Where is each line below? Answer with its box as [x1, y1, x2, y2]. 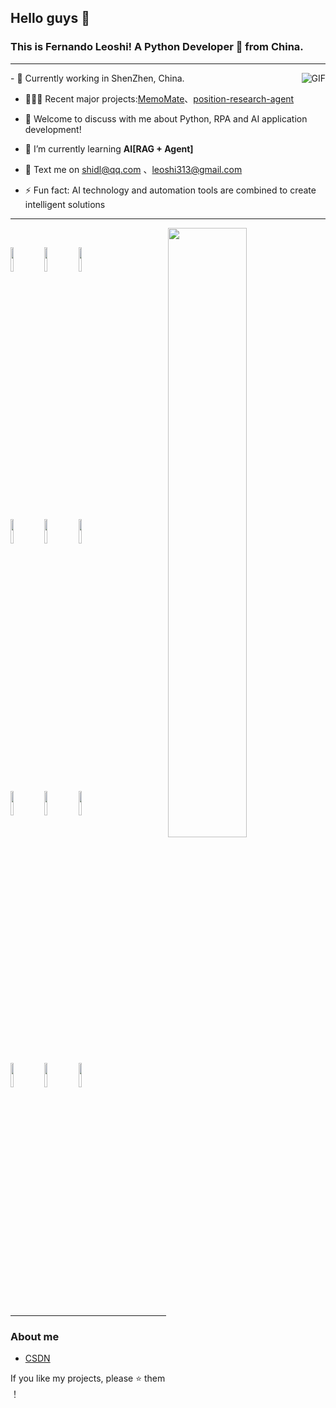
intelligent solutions [24, 198, 106, 210]
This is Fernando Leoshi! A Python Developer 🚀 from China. [10, 40, 304, 54]
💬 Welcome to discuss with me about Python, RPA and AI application [24, 112, 308, 125]
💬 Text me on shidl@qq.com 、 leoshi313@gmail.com [24, 163, 243, 175]
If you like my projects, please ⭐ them [10, 1372, 166, 1384]
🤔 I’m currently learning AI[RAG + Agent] [24, 142, 194, 155]
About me [10, 1329, 60, 1343]
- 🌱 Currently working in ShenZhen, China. [10, 72, 185, 84]
